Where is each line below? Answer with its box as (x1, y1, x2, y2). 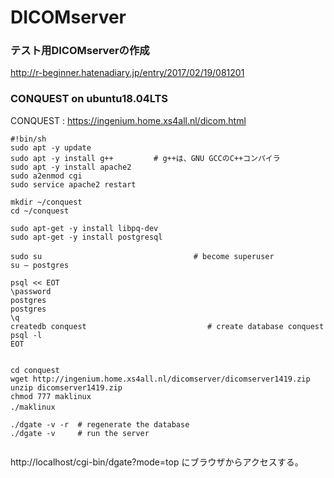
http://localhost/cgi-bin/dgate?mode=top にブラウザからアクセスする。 (10, 456, 304, 468)
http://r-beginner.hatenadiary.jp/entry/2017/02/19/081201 (10, 67, 245, 79)
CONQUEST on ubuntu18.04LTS (10, 92, 169, 106)
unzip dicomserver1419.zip (10, 382, 123, 393)
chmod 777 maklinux (10, 391, 92, 401)
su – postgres (10, 260, 70, 270)
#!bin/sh (10, 134, 47, 144)
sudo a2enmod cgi (10, 171, 83, 181)
